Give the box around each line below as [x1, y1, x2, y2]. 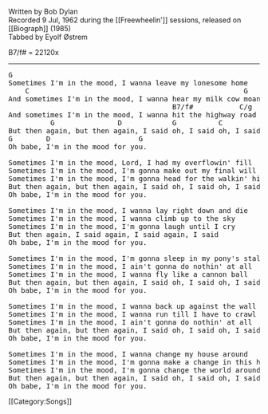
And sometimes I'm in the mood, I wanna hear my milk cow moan [8, 95, 261, 103]
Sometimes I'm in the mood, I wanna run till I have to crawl [8, 310, 257, 318]
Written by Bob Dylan [8, 7, 78, 16]
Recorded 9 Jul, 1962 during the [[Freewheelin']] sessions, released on [8, 15, 242, 25]
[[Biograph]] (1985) [8, 24, 72, 33]
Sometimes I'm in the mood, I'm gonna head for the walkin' [8, 175, 249, 183]
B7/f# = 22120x [8, 48, 60, 57]
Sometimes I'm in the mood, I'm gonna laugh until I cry [8, 223, 236, 231]
